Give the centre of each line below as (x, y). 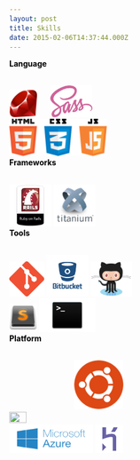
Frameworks (33, 162)
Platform (26, 338)
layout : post (33, 19)
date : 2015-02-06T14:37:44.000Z (69, 37)
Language (28, 64)
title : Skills (35, 28)
